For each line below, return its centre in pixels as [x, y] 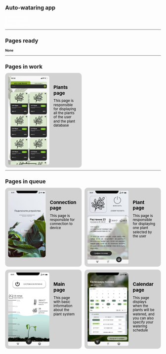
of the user [62, 117]
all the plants [64, 113]
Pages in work [24, 66]
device [55, 228]
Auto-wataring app [30, 8]
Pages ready [22, 41]
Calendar [143, 284]
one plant [141, 228]
